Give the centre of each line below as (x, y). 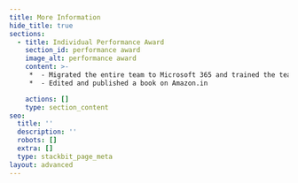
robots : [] (37, 141)
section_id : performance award (83, 50)
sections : (27, 34)
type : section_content (67, 107)
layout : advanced (41, 164)
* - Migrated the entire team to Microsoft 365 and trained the (152, 75)
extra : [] (35, 149)
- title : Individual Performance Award (91, 42)
